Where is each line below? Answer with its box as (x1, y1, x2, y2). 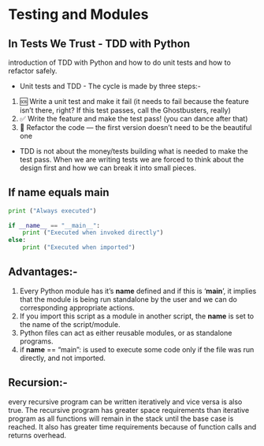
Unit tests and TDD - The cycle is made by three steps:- (19, 81, 201, 91)
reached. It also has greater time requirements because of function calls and (8, 422, 257, 431)
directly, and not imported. (19, 353, 106, 362)
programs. (19, 336, 54, 346)
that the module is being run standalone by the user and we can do (19, 294, 238, 304)
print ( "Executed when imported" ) (22, 243, 136, 251)
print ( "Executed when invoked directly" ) (22, 229, 164, 237)
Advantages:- (8, 266, 78, 279)
